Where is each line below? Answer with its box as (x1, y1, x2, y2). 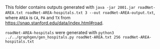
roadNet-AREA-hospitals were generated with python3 (5, 30, 114, 35)
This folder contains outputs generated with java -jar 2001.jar (5, 4, 136, 10)
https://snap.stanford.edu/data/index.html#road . (5, 20, 104, 26)
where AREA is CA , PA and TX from (5, 15, 71, 20)
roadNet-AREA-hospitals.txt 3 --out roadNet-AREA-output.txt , (25, 9, 155, 15)
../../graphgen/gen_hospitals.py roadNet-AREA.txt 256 (5, 35, 121, 40)
